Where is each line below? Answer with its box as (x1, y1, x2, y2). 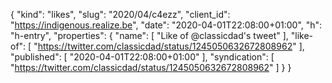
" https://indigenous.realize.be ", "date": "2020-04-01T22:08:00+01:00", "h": (10, 19, 323, 31)
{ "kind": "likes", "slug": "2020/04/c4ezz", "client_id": (10, 9, 231, 20)
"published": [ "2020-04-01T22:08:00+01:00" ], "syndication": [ (10, 51, 275, 63)
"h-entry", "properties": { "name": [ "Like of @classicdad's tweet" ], (10, 30, 289, 41)
